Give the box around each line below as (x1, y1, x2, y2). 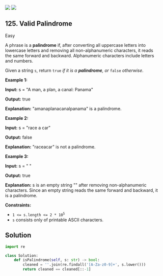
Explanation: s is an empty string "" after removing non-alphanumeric (5, 182, 147, 188)
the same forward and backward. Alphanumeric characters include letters (5, 52, 155, 59)
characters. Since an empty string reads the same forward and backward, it (5, 187, 158, 193)
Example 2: (5, 115, 28, 121)
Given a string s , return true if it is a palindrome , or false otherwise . (5, 67, 144, 73)
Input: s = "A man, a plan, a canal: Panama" (5, 86, 93, 92)
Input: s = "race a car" (5, 125, 51, 131)
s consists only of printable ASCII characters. (12, 217, 104, 223)
